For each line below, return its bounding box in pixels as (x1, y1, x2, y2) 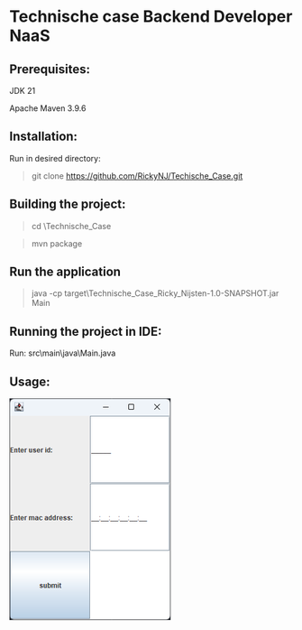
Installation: (9, 129, 78, 144)
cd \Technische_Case (31, 220, 112, 231)
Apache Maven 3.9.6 (9, 103, 87, 114)
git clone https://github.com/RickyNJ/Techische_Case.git (31, 170, 243, 181)
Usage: (9, 374, 51, 389)
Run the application (9, 264, 122, 280)
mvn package (31, 237, 83, 249)
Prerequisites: (9, 61, 90, 77)
